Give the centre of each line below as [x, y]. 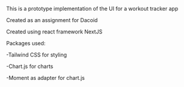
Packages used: [26, 43]
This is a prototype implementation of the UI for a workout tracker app [92, 9]
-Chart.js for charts [30, 66]
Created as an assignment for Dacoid [52, 20]
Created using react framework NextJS [54, 32]
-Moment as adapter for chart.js [45, 78]
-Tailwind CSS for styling [37, 55]
